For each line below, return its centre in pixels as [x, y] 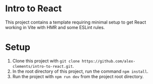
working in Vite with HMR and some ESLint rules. [55, 27]
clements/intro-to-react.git [42, 66]
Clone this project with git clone [46, 61]
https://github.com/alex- [109, 61]
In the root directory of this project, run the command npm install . [80, 71]
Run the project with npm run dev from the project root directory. [78, 76]
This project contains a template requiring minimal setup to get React [76, 22]
